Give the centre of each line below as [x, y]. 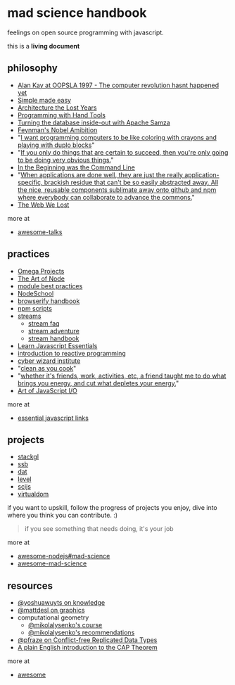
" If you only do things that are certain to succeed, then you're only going [123, 152]
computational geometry [53, 617]
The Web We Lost [43, 205]
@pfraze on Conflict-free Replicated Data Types [87, 640]
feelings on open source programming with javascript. [85, 32]
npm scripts [35, 308]
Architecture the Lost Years [57, 108]
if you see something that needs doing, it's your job [99, 529]
